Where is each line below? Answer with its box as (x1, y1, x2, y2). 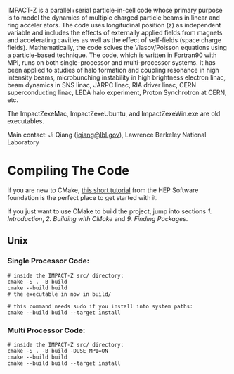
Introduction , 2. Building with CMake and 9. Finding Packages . (7, 214, 188, 223)
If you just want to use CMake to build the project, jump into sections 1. (7, 207, 212, 216)
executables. (7, 117, 44, 125)
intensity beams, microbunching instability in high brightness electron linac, (7, 73, 226, 82)
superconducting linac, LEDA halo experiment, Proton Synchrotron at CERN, (7, 88, 227, 96)
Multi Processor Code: (7, 325, 86, 335)
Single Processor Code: (7, 256, 90, 266)
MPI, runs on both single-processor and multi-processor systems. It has (7, 58, 216, 66)
